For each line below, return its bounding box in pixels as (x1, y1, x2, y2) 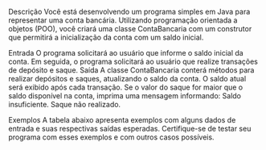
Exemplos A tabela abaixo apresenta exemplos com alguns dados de (8, 115, 236, 124)
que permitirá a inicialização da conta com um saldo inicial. (8, 32, 204, 42)
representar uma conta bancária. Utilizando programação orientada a (8, 15, 238, 25)
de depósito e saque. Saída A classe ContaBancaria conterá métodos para (8, 65, 255, 75)
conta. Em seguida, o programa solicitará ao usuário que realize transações (8, 56, 259, 66)
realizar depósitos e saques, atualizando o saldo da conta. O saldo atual (8, 74, 247, 83)
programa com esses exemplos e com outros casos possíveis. (8, 132, 215, 142)
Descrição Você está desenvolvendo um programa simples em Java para (8, 7, 251, 16)
